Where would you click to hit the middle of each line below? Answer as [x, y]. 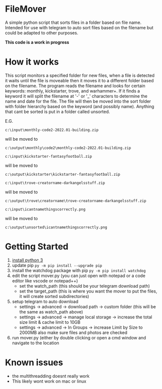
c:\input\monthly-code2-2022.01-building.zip [52, 130]
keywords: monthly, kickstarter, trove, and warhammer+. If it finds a [73, 91]
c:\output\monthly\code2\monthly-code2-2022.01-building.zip [68, 148]
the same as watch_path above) [51, 312]
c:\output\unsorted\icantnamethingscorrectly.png [56, 227]
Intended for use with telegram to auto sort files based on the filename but [79, 27]
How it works [32, 62]
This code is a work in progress [37, 42]
